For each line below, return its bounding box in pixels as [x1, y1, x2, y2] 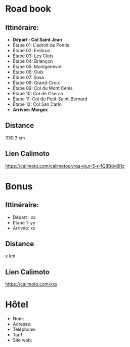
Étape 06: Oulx [12, 69, 44, 75]
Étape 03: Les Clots [12, 53, 54, 59]
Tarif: [12, 332, 24, 338]
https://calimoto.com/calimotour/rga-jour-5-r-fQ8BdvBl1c [5, 163, 125, 169]
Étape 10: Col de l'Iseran [12, 91, 63, 96]
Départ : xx [12, 214, 36, 220]
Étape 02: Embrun [12, 48, 51, 53]
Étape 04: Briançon [12, 58, 53, 64]
